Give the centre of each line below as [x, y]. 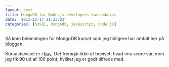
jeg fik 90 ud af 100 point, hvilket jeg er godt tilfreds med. [65, 59]
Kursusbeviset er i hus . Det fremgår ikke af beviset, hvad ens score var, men [85, 54]
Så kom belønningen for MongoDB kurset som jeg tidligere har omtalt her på [85, 39]
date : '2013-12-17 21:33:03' [36, 19]
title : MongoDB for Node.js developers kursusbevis [61, 15]
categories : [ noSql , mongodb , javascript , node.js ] [61, 24]
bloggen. [14, 44]
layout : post [19, 10]
